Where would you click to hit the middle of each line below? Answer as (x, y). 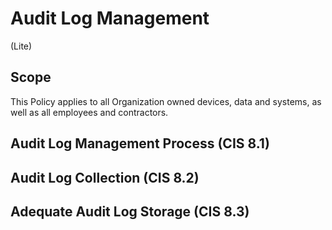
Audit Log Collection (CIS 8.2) (105, 177)
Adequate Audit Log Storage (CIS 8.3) (130, 211)
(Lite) (21, 46)
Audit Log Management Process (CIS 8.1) (140, 143)
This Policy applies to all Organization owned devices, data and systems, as (166, 101)
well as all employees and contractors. (89, 112)
